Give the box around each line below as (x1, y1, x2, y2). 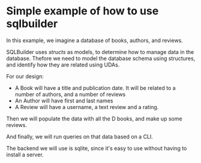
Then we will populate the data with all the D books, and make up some (6, 115, 182, 122)
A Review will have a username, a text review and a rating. (14, 103, 159, 110)
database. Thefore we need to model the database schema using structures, (6, 55, 196, 62)
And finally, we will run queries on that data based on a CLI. (6, 133, 153, 140)
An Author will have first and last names (14, 97, 113, 104)
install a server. (6, 151, 44, 158)
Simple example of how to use (6, 4, 159, 18)
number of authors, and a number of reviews (14, 90, 126, 98)
